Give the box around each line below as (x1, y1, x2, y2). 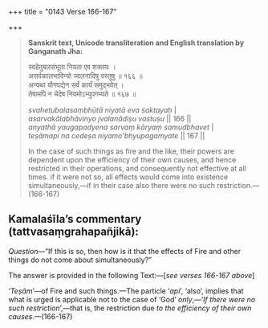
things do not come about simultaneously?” (8, 255, 152, 264)
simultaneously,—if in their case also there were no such (27, 181, 215, 190)
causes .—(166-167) (8, 311, 73, 321)
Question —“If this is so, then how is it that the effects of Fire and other (8, 246, 242, 256)
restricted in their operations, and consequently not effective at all (27, 164, 246, 173)
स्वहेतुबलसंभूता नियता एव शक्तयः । (27, 62, 116, 72)
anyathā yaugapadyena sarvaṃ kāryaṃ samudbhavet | (27, 122, 214, 132)
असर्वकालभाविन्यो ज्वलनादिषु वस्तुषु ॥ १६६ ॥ (27, 72, 143, 80)
